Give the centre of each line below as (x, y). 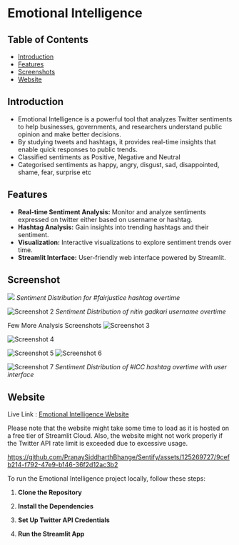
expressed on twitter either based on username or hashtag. (105, 219)
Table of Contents (48, 40)
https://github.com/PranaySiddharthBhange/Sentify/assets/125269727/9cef (119, 457)
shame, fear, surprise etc (54, 172)
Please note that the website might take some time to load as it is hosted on (118, 428)
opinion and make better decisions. (69, 134)
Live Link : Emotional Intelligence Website (68, 414)
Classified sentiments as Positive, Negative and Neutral (99, 157)
